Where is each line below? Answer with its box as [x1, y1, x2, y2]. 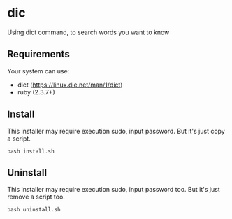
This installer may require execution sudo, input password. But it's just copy [7, 127, 225, 135]
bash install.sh [7, 148, 55, 155]
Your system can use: [7, 66, 70, 75]
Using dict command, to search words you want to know [7, 28, 170, 36]
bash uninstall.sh [7, 206, 61, 213]
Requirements [7, 48, 70, 60]
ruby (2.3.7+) [17, 87, 56, 96]
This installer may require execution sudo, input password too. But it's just [7, 185, 220, 194]
